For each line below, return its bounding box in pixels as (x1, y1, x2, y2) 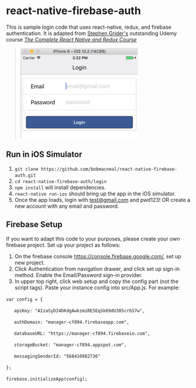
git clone (14, 166, 39, 172)
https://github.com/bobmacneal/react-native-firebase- (40, 166, 177, 172)
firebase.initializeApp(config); (6, 376, 88, 382)
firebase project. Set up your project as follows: (6, 241, 121, 248)
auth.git (14, 172, 36, 178)
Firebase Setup (6, 220, 63, 230)
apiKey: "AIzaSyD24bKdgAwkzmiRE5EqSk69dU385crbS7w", (13, 308, 145, 313)
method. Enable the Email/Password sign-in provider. (14, 271, 143, 278)
